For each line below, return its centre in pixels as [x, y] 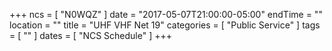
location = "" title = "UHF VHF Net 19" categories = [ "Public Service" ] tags [165, 25]
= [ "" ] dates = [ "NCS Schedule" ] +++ [91, 35]
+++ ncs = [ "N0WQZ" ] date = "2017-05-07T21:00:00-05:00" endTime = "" [166, 14]
